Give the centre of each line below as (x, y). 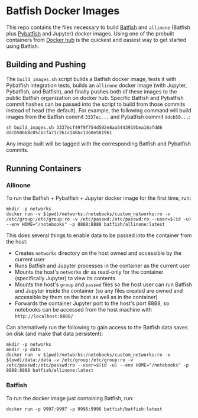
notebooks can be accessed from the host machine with (83, 310)
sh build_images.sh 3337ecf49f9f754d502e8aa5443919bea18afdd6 (84, 127)
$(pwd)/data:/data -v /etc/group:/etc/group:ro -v (70, 360)
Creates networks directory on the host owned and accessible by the (98, 253)
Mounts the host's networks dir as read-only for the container (89, 272)
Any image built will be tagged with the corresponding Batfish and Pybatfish (98, 144)
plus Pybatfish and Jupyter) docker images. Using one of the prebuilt (90, 33)
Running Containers (44, 169)
